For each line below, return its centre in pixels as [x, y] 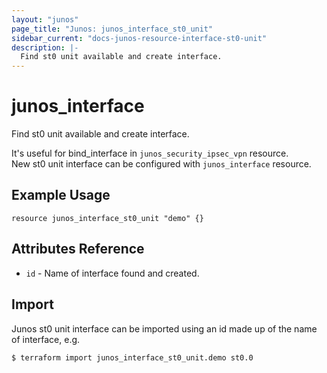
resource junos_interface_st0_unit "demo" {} [107, 218]
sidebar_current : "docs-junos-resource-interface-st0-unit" [139, 38]
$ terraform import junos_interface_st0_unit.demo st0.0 [132, 357]
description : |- [45, 47]
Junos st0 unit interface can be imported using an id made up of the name [164, 328]
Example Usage [61, 195]
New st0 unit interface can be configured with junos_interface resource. [161, 164]
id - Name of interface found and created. [112, 273]
